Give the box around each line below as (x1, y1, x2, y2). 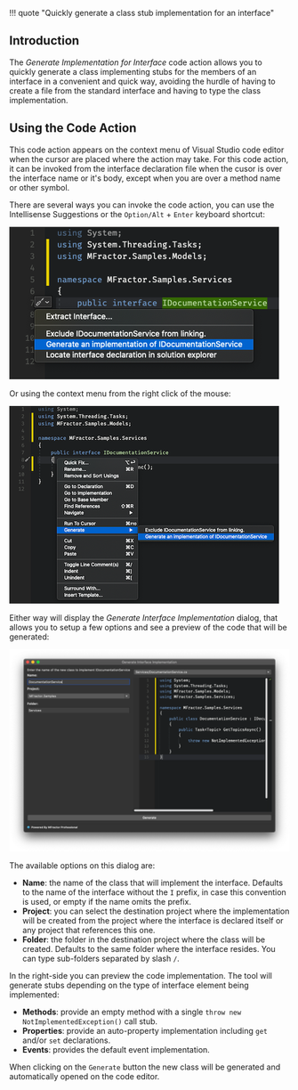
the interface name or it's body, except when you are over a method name (9, 173, 281, 183)
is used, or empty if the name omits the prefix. (21, 897, 191, 907)
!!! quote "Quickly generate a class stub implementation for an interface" (9, 8, 275, 18)
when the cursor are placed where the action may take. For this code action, (9, 153, 289, 164)
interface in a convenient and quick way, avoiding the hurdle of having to (9, 76, 276, 86)
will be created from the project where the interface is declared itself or (21, 915, 284, 926)
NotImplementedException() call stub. (21, 1016, 158, 1027)
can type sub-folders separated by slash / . (21, 953, 180, 964)
